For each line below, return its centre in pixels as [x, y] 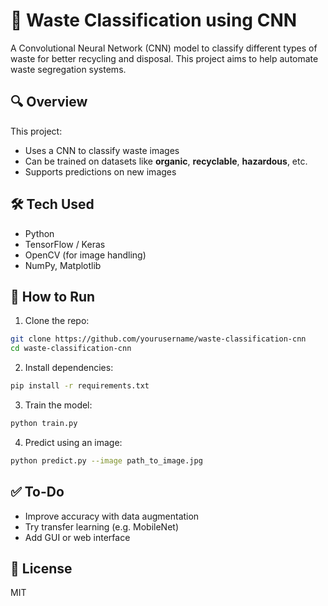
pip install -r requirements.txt [80, 386]
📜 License [41, 568]
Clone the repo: [57, 321]
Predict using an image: [73, 442]
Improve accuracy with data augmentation [112, 516]
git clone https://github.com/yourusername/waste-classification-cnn [158, 339]
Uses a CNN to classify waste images [102, 150]
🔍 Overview [49, 102]
